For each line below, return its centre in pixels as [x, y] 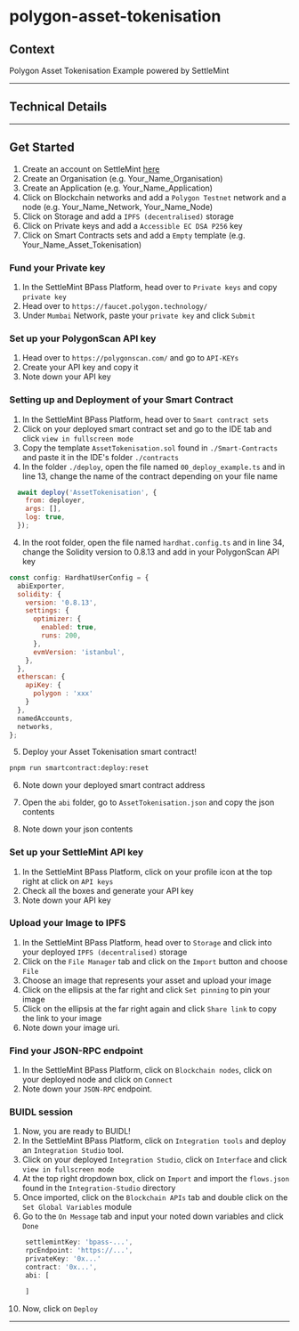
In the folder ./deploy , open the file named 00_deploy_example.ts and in [154, 467]
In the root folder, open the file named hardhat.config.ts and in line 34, [153, 542]
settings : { [47, 611]
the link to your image [62, 1018]
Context [32, 49]
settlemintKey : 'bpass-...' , [79, 1242]
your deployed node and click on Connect [97, 1080]
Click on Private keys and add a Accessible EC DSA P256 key [132, 225]
